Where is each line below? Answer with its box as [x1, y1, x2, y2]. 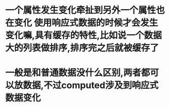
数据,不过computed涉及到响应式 [23, 80, 158, 91]
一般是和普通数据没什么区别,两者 [5, 67, 142, 78]
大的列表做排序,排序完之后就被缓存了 [5, 42, 159, 54]
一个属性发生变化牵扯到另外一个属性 [5, 5, 156, 16]
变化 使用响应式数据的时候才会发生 [14, 17, 158, 29]
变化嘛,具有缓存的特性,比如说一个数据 [5, 30, 162, 41]
